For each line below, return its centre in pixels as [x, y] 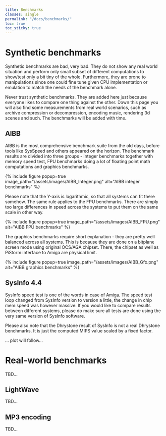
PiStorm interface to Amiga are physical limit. [51, 252]
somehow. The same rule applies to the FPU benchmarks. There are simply [82, 202]
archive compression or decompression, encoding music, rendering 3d [78, 113]
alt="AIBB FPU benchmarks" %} [38, 227]
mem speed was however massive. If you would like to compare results [78, 305]
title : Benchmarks [24, 10]
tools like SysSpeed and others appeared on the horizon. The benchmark [80, 151]
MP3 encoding [28, 417]
